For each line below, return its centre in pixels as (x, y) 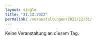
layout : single (21, 10)
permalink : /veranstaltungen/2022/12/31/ (49, 19)
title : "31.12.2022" (27, 14)
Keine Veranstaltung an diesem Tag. (42, 33)
